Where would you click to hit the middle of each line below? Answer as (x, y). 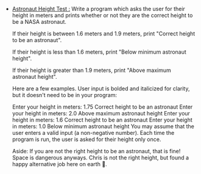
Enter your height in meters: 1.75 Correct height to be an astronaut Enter (102, 107)
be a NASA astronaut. (39, 22)
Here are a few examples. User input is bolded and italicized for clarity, (101, 89)
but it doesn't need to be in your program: (65, 95)
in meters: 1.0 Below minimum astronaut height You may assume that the (103, 126)
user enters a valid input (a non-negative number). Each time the (93, 133)
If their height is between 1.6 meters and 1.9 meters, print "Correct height (104, 34)
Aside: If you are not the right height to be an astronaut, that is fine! (96, 151)
